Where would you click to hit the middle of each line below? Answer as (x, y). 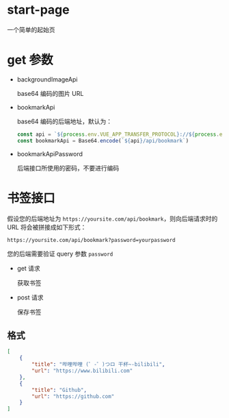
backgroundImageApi (47, 79)
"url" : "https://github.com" (73, 396)
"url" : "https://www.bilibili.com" (82, 371)
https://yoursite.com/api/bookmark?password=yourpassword (91, 240)
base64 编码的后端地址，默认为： (65, 121)
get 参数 (30, 60)
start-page (38, 10)
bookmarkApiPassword (50, 153)
